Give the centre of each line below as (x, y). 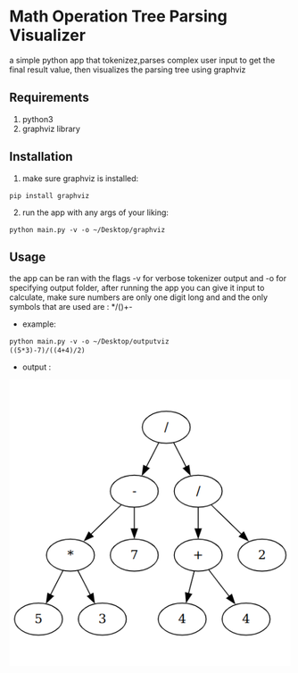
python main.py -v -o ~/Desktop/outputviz (89, 342)
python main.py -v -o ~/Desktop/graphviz (87, 229)
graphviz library (51, 129)
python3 (37, 119)
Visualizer (48, 35)
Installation (41, 157)
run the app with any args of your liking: (95, 212)
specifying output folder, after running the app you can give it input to (137, 288)
